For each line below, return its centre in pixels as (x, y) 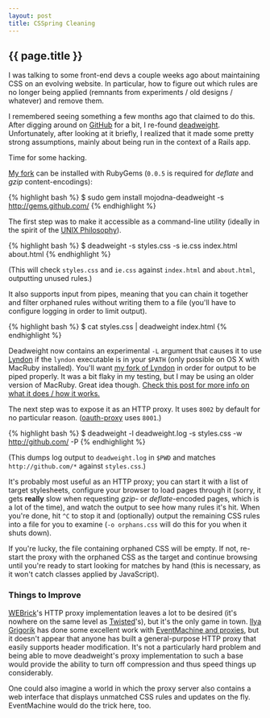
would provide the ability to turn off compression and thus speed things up (132, 664)
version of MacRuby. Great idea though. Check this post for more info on (129, 385)
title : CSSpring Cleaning (52, 23)
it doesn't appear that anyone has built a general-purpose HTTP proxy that (132, 638)
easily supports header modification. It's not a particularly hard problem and (135, 647)
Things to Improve (45, 595)
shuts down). (30, 533)
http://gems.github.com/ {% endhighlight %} (83, 206)
